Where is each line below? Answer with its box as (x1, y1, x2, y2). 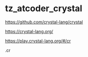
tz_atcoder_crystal (5, 3, 83, 14)
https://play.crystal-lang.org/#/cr (5, 38, 71, 44)
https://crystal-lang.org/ (5, 28, 53, 34)
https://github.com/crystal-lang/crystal (5, 19, 83, 25)
